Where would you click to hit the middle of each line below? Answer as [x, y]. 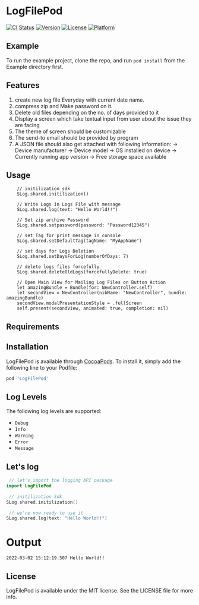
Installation [27, 347]
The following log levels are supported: [54, 411]
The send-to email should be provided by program [76, 137]
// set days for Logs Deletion [56, 251]
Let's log [23, 467]
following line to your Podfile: [42, 367]
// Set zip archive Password [53, 220]
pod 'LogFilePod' [28, 379]
